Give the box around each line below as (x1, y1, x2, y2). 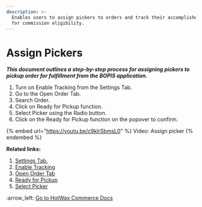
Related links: (6, 146, 41, 153)
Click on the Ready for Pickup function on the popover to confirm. (14, 116, 179, 123)
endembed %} (6, 134, 42, 141)
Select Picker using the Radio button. (14, 110, 107, 117)
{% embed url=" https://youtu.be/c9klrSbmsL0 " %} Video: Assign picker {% (6, 128, 194, 135)
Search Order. (14, 97, 50, 104)
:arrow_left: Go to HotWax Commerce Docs (6, 194, 113, 202)
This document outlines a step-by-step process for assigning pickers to (6, 66, 190, 73)
